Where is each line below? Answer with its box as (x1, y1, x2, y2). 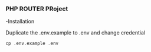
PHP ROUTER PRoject (5, 5, 68, 13)
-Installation (5, 18, 35, 25)
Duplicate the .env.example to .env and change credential (5, 29, 146, 36)
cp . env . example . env (5, 40, 59, 47)
